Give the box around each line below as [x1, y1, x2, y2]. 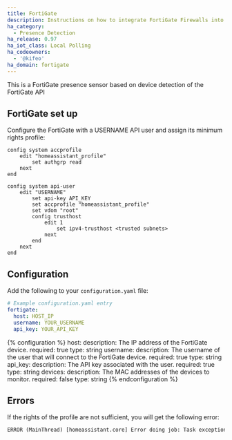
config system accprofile [7, 146, 81, 154]
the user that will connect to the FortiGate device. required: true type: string [7, 353, 222, 361]
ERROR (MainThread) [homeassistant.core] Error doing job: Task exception [7, 426, 227, 434]
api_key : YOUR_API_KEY [13, 325, 79, 332]
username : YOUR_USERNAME [13, 319, 85, 326]
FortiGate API [7, 88, 45, 96]
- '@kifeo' [13, 55, 45, 62]
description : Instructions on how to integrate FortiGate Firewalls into [7, 17, 224, 23]
